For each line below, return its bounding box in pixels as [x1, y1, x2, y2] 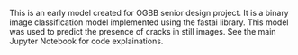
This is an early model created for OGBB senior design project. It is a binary [9, 8, 290, 18]
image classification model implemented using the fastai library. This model [9, 17, 289, 27]
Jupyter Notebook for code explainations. [9, 35, 164, 46]
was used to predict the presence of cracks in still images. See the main [9, 27, 276, 36]
